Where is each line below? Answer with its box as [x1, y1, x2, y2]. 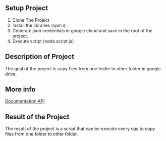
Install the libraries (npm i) [12, 22, 66, 28]
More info [5, 85, 36, 94]
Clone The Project [12, 17, 50, 23]
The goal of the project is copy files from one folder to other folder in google [5, 65, 161, 71]
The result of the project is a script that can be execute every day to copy [5, 126, 155, 132]
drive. [5, 71, 17, 77]
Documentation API [5, 98, 45, 104]
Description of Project [5, 52, 74, 61]
